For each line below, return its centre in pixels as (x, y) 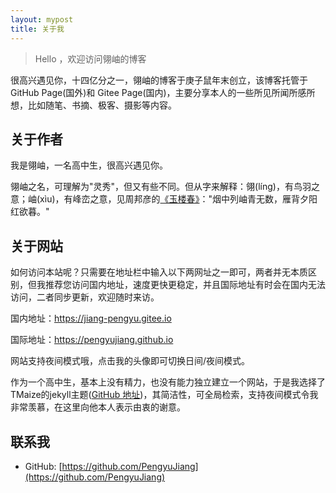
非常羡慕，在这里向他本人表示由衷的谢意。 (98, 407)
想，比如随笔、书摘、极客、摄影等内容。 (93, 105)
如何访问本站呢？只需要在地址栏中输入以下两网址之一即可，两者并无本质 (159, 272)
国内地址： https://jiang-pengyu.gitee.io (91, 318)
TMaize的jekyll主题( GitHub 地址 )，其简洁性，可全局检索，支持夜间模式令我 (164, 395)
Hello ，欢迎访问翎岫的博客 (90, 58)
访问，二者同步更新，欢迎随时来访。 (85, 297)
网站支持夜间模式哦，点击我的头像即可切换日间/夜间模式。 (130, 361)
